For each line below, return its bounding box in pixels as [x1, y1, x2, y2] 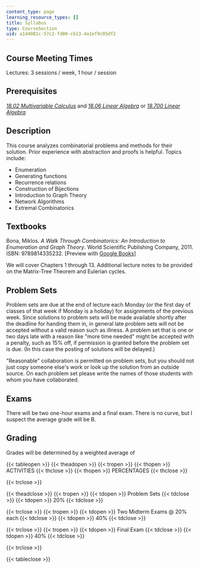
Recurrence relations [14, 179, 67, 186]
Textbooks [6, 221, 47, 231]
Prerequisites [6, 86, 57, 96]
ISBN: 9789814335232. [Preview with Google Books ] [6, 250, 136, 257]
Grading [6, 433, 37, 443]
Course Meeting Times [6, 53, 93, 63]
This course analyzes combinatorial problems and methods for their [6, 142, 173, 149]
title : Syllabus [6, 20, 47, 26]
